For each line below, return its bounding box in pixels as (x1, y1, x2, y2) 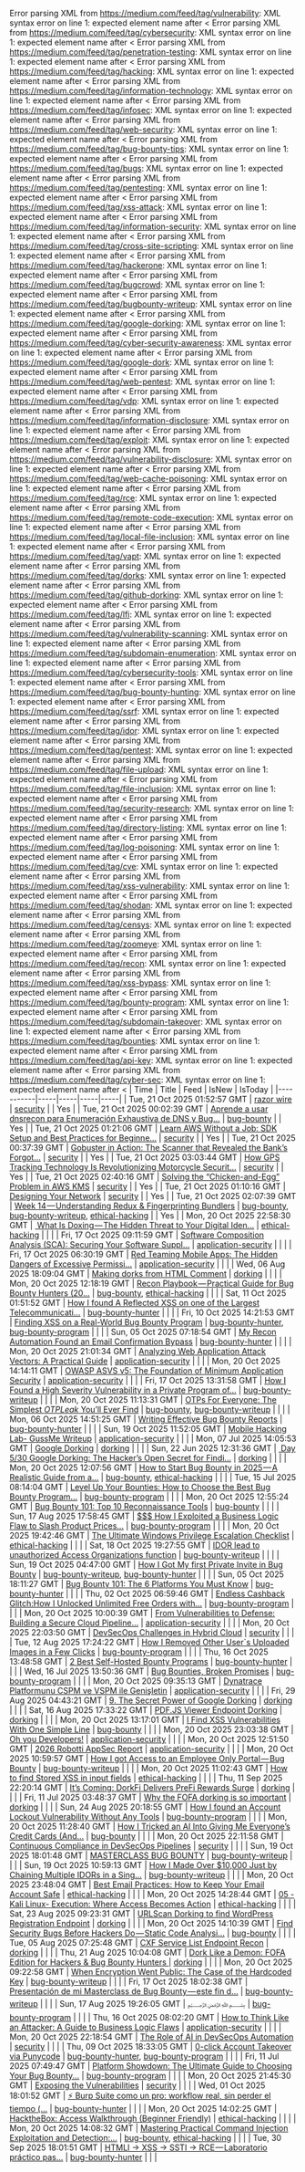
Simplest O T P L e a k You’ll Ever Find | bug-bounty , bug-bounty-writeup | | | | (9, 1404, 290, 1415)
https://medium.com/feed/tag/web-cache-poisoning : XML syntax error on (9, 474, 288, 484)
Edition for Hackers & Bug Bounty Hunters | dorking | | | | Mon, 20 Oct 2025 (9, 1957, 293, 1968)
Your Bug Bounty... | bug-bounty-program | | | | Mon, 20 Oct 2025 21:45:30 (9, 2071, 291, 2081)
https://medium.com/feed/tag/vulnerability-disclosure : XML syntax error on (9, 454, 293, 465)
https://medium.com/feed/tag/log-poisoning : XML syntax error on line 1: (9, 841, 280, 852)
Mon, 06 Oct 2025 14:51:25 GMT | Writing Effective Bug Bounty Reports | (9, 1414, 283, 1425)
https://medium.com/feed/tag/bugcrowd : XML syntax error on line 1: (9, 279, 266, 290)
